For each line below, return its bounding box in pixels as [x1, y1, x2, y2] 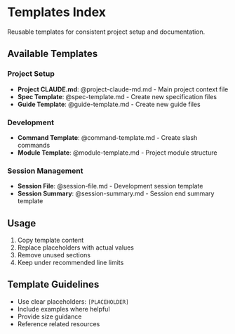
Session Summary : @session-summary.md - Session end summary [17, 189, 215, 198]
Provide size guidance [17, 312, 82, 321]
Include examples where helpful [17, 304, 110, 313]
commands [17, 141, 51, 149]
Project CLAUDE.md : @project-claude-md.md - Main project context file [17, 85, 229, 94]
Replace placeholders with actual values [17, 243, 135, 252]
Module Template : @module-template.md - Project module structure [17, 148, 217, 157]
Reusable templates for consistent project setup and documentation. [7, 27, 206, 36]
